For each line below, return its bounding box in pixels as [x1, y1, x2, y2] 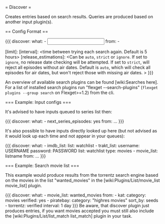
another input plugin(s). [5, 19, 53, 25]
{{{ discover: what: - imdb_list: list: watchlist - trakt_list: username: [5, 143, 140, 148]
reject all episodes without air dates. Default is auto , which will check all [5, 64, 151, 70]
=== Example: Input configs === [5, 99, 71, 105]
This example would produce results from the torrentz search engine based [5, 172, 159, 178]
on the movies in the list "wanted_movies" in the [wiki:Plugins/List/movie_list [5, 177, 160, 183]
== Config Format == [5, 29, 48, 34]
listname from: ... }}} [5, 153, 46, 159]
